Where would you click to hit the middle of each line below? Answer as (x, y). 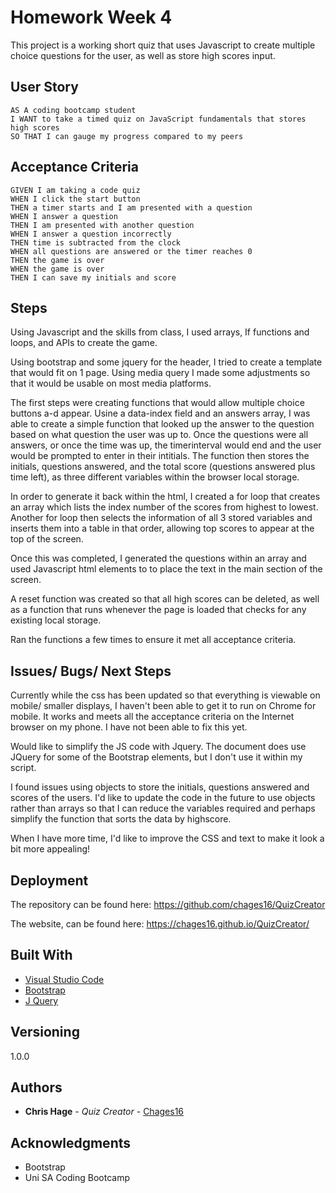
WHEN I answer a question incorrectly (91, 234)
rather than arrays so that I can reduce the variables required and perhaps (163, 808)
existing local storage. (56, 620)
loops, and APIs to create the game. (84, 343)
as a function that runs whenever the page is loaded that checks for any (158, 610)
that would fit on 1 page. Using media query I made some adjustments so (160, 373)
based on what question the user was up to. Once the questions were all (159, 435)
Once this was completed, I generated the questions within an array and (158, 558)
